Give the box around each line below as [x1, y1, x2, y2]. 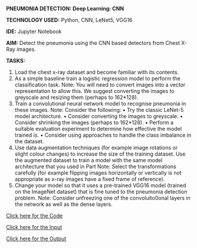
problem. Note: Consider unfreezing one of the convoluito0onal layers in [14, 195, 191, 201]
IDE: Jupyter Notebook [6, 28, 62, 35]
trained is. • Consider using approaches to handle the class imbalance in [14, 131, 192, 139]
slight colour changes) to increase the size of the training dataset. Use [14, 150, 186, 157]
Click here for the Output [6, 235, 67, 242]
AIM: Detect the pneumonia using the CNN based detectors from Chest [6, 40, 180, 46]
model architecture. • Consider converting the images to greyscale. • [14, 112, 183, 120]
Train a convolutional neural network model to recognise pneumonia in [14, 100, 186, 107]
